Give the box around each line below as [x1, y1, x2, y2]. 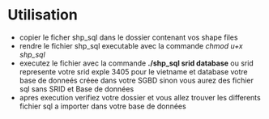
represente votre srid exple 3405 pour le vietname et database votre [19, 66, 248, 76]
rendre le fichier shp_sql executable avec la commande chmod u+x [19, 40, 244, 50]
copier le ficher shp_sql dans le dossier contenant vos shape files [19, 32, 238, 42]
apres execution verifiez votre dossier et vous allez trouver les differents [19, 92, 261, 102]
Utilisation [7, 6, 78, 24]
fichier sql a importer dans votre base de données [19, 101, 187, 111]
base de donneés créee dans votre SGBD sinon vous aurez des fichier [19, 75, 254, 85]
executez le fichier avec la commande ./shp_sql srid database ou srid [19, 58, 254, 68]
